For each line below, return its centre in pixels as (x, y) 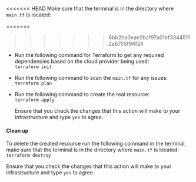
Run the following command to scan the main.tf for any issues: (91, 78)
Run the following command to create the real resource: (82, 94)
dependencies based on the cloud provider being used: (82, 61)
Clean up (17, 130)
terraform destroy (29, 156)
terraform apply (34, 100)
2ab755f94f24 (126, 44)
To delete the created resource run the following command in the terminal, (96, 144)
